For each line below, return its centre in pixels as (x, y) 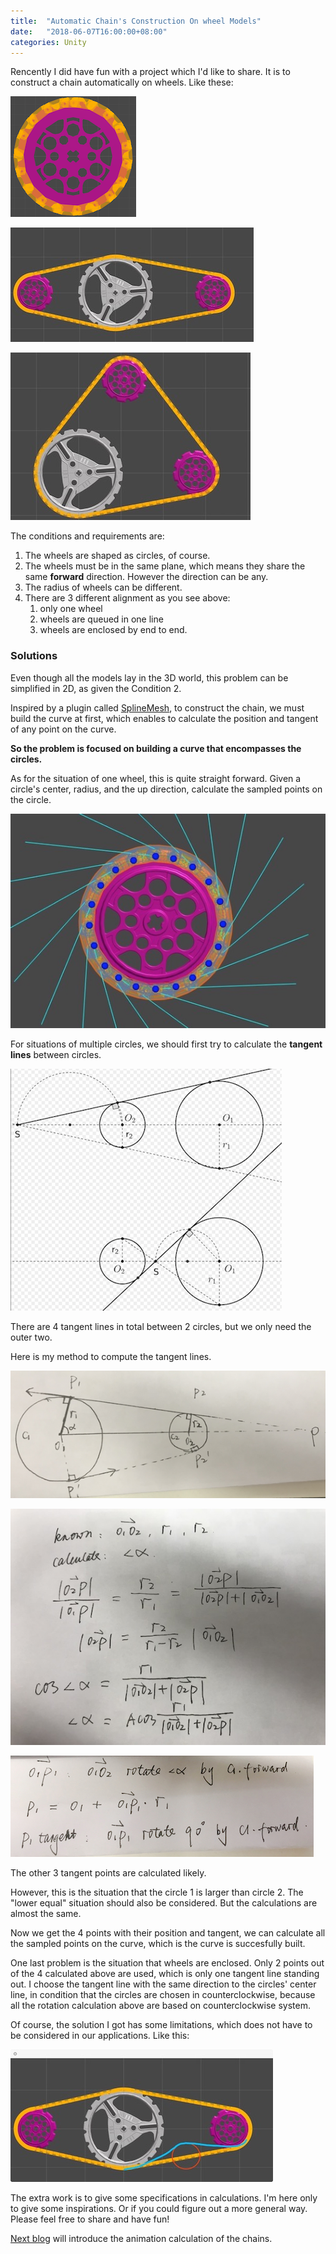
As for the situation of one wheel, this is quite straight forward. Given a (156, 778)
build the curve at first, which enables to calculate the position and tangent (164, 718)
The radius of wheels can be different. (103, 587)
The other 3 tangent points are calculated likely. (108, 1873)
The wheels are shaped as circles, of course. (117, 556)
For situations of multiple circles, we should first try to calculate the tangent (166, 1044)
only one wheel (71, 609)
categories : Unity (48, 42)
